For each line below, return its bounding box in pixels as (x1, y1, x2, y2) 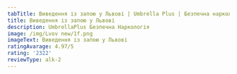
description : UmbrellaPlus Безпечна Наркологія (7, 23, 150, 30)
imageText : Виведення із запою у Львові (7, 37, 128, 44)
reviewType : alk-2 (7, 56, 61, 63)
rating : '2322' (7, 50, 52, 57)
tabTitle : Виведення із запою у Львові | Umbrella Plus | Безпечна (7, 10, 210, 18)
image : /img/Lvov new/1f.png (7, 30, 93, 37)
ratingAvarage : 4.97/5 (7, 43, 74, 50)
